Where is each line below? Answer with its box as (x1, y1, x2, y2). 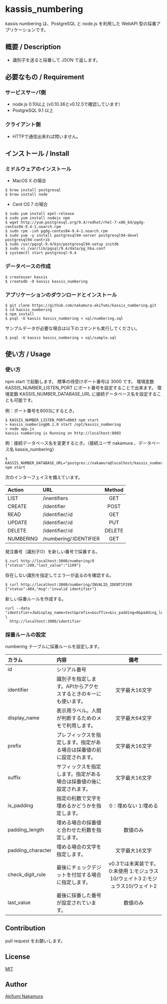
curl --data (5, 605, 30, 610)
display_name (7, 714, 40, 721)
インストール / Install (5, 149, 70, 158)
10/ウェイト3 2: (110, 875, 148, 882)
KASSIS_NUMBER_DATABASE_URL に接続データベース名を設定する (19, 391, 157, 397)
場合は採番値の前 (61, 746, 102, 753)
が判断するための (56, 715, 97, 721)
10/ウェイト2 (125, 883, 157, 889)
